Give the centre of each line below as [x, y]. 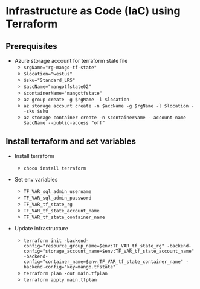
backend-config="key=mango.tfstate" [69, 267]
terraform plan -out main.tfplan [66, 273]
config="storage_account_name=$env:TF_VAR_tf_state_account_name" [109, 251]
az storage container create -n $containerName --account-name [105, 118]
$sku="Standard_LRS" [49, 80]
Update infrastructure [41, 228]
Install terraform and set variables [71, 141]
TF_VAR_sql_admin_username [57, 191]
